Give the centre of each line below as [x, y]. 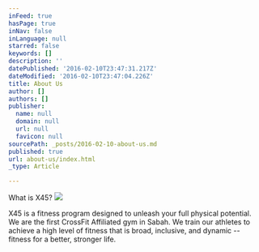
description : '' [36, 62]
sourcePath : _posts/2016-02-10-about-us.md [83, 144]
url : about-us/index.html [52, 159]
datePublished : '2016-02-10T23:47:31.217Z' [83, 69]
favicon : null [39, 136]
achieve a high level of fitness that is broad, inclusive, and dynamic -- [124, 231]
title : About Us [36, 83]
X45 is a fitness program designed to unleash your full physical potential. [130, 214]
